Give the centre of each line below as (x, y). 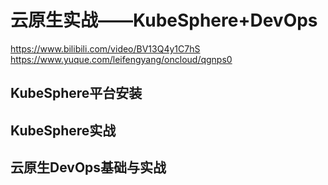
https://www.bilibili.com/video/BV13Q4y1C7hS (105, 48)
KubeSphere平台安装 (76, 93)
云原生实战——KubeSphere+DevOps (164, 20)
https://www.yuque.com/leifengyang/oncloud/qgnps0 (121, 59)
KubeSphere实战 (63, 130)
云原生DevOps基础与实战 (88, 167)
